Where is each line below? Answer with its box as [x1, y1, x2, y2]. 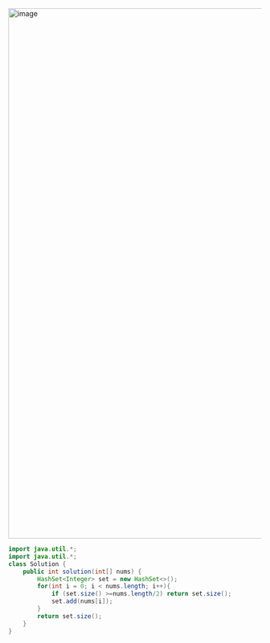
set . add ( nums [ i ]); [51, 597, 113, 605]
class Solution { [8, 560, 67, 568]
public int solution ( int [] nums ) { [22, 568, 142, 576]
